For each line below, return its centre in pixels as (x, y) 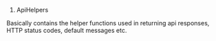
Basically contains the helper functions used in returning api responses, (108, 23)
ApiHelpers (32, 10)
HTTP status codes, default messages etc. (67, 30)
